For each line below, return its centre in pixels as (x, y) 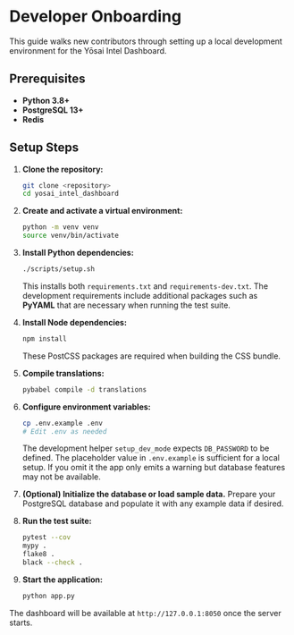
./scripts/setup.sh (59, 269)
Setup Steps (44, 148)
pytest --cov (46, 538)
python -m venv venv (60, 227)
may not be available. (61, 477)
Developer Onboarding (95, 17)
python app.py (48, 596)
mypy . (34, 546)
